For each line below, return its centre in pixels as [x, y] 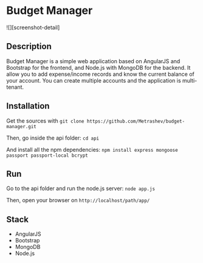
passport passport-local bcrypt [47, 155]
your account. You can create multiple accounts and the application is [94, 80]
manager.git [21, 126]
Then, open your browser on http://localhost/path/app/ [78, 200]
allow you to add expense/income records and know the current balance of [100, 74]
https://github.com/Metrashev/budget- [136, 121]
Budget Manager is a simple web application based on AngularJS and [93, 61]
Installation [28, 106]
